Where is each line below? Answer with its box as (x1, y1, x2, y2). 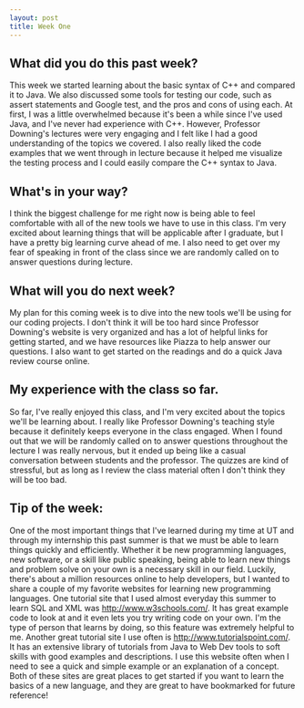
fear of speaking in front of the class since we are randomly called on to (9, 247, 279, 258)
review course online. (9, 355, 90, 366)
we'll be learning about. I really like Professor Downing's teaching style (9, 416, 275, 427)
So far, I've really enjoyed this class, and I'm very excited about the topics (9, 406, 286, 417)
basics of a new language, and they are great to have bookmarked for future (9, 680, 296, 691)
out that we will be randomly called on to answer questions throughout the (9, 435, 289, 446)
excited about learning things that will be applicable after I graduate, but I (9, 227, 284, 238)
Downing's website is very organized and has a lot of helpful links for (9, 326, 269, 338)
